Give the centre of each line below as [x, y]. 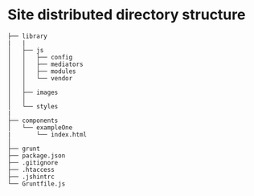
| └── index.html [47, 134]
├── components [33, 120]
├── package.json [37, 155]
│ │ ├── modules [42, 71]
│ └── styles [33, 106]
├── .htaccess [31, 169]
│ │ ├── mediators [45, 64]
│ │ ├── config [40, 57]
